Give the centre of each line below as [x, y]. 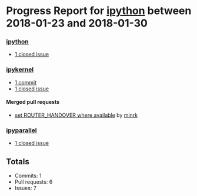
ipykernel [20, 70]
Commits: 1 [28, 176]
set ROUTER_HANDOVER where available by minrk [76, 115]
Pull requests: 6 [34, 182]
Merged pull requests [33, 102]
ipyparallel [21, 130]
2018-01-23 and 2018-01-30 [77, 23]
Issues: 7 [26, 188]
